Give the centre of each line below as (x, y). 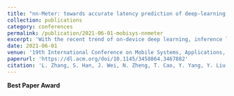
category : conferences (40, 26)
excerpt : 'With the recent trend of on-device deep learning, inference (115, 40)
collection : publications (45, 20)
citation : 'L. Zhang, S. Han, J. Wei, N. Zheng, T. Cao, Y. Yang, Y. (110, 65)
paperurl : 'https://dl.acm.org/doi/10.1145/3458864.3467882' (98, 59)
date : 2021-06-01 (32, 46)
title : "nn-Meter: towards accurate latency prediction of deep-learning (117, 14)
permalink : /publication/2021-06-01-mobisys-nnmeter (85, 33)
